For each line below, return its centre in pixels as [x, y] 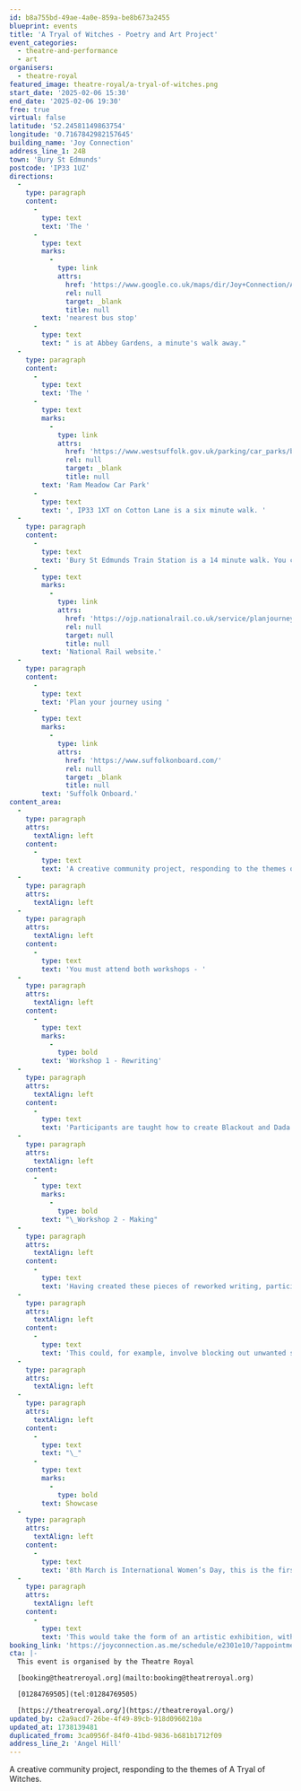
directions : [31, 176]
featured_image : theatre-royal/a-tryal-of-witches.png [114, 84]
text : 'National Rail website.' [102, 652]
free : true [30, 110]
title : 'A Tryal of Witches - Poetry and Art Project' [114, 34]
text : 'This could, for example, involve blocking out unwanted [164, 1353]
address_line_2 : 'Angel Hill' [66, 1744]
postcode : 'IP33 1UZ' [50, 168]
